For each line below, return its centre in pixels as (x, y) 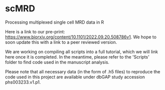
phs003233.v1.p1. (23, 82)
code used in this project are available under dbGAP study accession (75, 77)
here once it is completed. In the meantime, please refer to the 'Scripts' (77, 57)
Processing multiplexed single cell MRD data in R (55, 22)
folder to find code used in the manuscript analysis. (57, 62)
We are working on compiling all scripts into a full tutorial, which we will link (82, 52)
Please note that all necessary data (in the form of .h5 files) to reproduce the (83, 71)
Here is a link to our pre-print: (35, 31)
